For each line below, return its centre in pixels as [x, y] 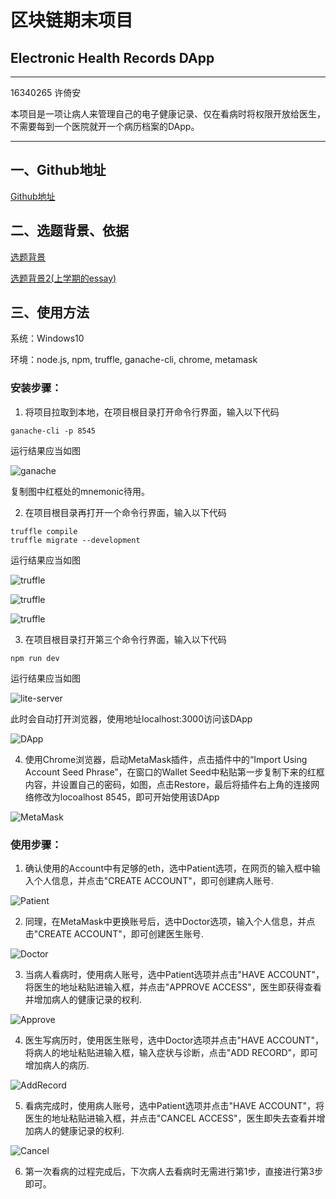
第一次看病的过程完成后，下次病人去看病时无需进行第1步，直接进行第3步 [174, 1172]
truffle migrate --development [75, 540]
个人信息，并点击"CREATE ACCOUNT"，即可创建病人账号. [153, 881]
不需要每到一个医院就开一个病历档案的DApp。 [105, 126]
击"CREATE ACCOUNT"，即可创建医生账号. [114, 934]
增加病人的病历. [57, 1065]
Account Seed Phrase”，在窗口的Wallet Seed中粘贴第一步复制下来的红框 [174, 772]
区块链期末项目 [72, 20]
